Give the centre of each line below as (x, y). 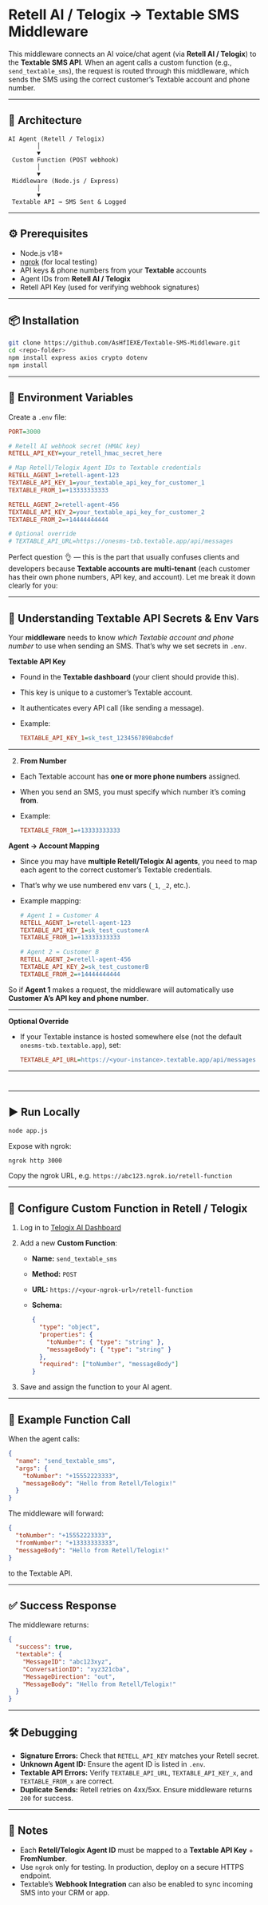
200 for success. (47, 1798)
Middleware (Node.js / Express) (65, 181)
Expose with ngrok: (40, 1146)
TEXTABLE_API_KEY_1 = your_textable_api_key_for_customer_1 (106, 483)
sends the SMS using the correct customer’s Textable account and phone (129, 79)
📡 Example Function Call (69, 1419)
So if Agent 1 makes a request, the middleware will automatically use (121, 990)
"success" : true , (44, 1647)
